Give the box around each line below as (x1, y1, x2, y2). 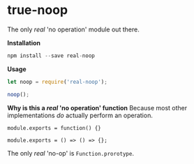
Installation (7, 38, 40, 47)
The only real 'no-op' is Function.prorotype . (7, 149, 135, 157)
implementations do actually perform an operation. (7, 111, 154, 119)
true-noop (7, 2, 68, 18)
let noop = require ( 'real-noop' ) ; (7, 78, 108, 85)
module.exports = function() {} (7, 124, 101, 131)
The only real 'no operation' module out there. (7, 25, 140, 33)
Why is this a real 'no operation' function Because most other (7, 103, 188, 112)
